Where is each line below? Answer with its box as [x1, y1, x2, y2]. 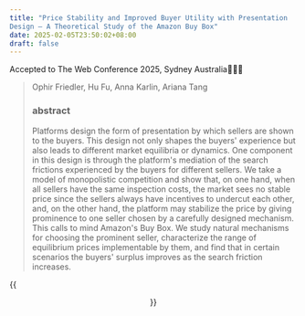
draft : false [9, 38, 59, 48]
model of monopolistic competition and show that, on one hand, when [31, 174, 295, 184]
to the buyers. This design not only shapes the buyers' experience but [31, 134, 297, 146]
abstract [31, 104, 71, 117]
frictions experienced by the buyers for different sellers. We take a [31, 163, 282, 174]
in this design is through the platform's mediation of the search [31, 154, 268, 165]
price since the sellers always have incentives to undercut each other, [31, 193, 295, 204]
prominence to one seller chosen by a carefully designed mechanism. [31, 212, 295, 224]
